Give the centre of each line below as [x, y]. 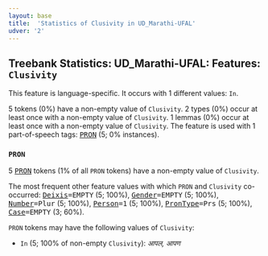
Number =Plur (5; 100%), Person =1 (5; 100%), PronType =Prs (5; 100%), [130, 204]
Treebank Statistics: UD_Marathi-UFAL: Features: [135, 63]
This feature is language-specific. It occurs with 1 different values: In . [124, 93]
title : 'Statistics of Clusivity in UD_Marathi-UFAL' [102, 23]
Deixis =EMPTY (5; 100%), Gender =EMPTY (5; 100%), [130, 195]
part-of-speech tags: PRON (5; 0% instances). [84, 134]
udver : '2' [27, 31]
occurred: [25, 195]
